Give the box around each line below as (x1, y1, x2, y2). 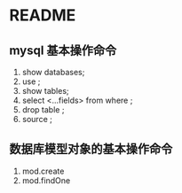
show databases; (21, 67, 85, 77)
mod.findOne (21, 174, 71, 186)
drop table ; (21, 104, 65, 115)
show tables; (21, 86, 69, 96)
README (9, 5, 76, 26)
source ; (21, 114, 53, 124)
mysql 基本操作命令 (9, 42, 117, 58)
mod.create (21, 166, 65, 176)
